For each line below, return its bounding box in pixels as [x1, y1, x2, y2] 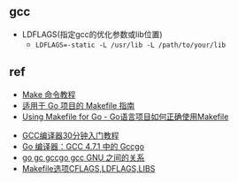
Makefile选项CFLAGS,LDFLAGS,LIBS [21, 163, 156, 173]
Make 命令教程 [21, 89, 76, 100]
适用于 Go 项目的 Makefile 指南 [21, 100, 135, 110]
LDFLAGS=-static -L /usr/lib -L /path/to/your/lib [35, 41, 226, 49]
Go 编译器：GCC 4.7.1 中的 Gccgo [21, 140, 144, 151]
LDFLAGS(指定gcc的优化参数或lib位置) [21, 28, 163, 40]
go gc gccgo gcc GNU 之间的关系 [21, 152, 145, 163]
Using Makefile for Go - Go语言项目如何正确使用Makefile [21, 111, 229, 122]
